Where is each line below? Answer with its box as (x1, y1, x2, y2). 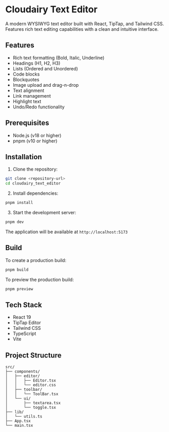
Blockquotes (12, 76, 40, 83)
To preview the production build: (5, 276, 74, 283)
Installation (5, 153, 42, 161)
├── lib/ (5, 409, 24, 415)
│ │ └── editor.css (5, 383, 57, 388)
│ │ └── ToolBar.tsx (5, 391, 59, 397)
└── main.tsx (5, 423, 33, 428)
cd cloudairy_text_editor (5, 181, 61, 186)
